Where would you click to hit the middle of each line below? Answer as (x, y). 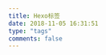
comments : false (35, 38)
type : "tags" (30, 31)
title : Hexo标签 (34, 16)
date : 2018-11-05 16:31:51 (53, 23)
